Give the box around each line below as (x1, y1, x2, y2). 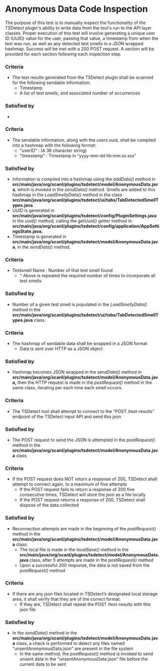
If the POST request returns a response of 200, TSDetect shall (19, 497, 146, 503)
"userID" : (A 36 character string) (19, 147, 87, 153)
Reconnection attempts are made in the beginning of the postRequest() (12, 525, 156, 531)
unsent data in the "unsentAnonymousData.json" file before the (19, 656, 148, 662)
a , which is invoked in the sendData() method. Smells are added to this (12, 187, 156, 193)
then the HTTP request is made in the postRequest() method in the (17, 379, 152, 385)
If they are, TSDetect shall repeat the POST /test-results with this (19, 601, 151, 607)
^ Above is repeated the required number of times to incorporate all (19, 273, 156, 279)
